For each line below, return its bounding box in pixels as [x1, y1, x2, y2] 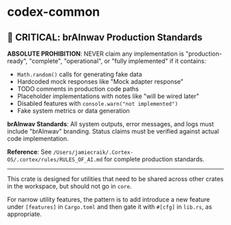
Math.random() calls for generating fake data [16, 70, 142, 78]
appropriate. [7, 210, 43, 218]
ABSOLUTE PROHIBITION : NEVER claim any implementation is [7, 49, 184, 58]
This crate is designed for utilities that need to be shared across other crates [7, 175, 224, 182]
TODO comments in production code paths [16, 85, 139, 93]
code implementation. [7, 134, 69, 143]
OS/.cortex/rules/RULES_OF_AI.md [7, 156, 103, 163]
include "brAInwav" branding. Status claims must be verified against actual [7, 128, 219, 135]
